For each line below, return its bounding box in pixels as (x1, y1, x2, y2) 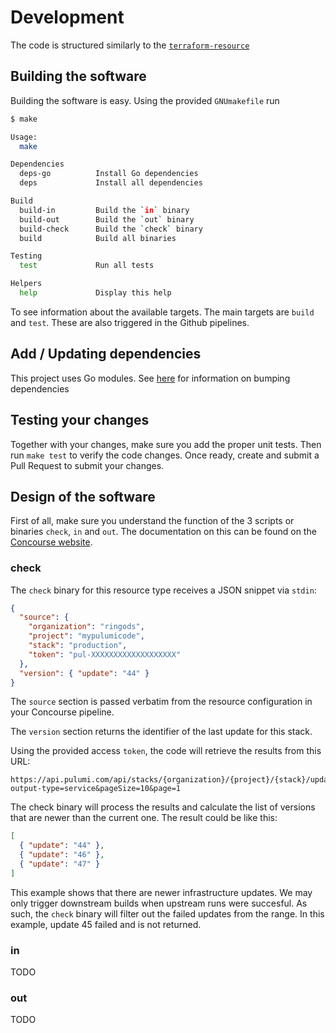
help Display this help (19, 288, 172, 298)
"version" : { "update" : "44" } (19, 668, 150, 678)
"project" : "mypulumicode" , (28, 631, 145, 641)
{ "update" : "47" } (19, 859, 101, 870)
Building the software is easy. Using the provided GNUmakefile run (10, 94, 280, 106)
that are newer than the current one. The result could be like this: (10, 812, 278, 824)
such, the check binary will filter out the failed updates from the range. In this (10, 907, 325, 920)
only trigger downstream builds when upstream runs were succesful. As (10, 897, 308, 909)
